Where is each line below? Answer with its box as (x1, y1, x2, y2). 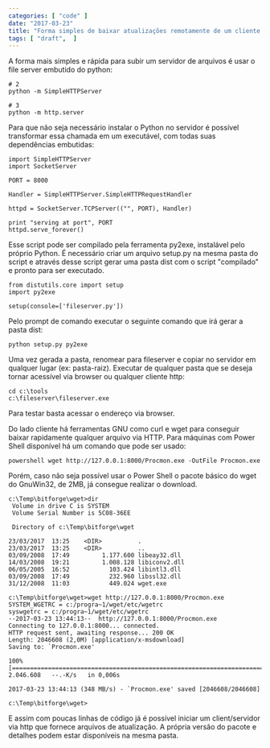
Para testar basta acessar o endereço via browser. (8, 408, 175, 419)
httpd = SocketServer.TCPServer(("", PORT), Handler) (8, 205, 193, 213)
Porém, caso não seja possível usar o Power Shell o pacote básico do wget (8, 471, 257, 481)
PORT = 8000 (8, 176, 48, 185)
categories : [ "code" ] (8, 11, 88, 20)
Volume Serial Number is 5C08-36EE (11, 509, 131, 518)
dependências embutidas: (8, 140, 95, 150)
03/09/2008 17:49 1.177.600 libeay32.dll (8, 552, 182, 560)
